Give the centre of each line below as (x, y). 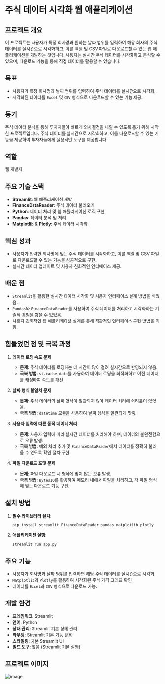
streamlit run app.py (34, 544)
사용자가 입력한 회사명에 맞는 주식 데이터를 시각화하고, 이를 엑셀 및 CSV (81, 254)
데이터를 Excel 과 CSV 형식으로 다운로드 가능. (55, 586)
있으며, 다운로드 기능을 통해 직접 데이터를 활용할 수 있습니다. (63, 61)
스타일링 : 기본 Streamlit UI (38, 641)
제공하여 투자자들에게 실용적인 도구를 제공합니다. (61, 139)
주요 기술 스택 (25, 186)
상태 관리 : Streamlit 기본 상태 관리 (45, 628)
